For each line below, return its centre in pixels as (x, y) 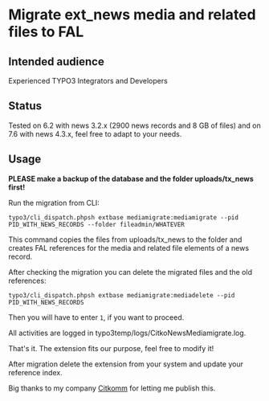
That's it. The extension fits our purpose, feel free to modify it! (111, 348)
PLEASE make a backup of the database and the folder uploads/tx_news (131, 178)
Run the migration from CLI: (54, 203)
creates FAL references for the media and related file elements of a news (129, 248)
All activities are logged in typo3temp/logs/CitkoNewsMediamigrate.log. (127, 333)
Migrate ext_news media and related (132, 15)
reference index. (35, 372)
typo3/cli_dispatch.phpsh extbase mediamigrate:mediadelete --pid (122, 295)
